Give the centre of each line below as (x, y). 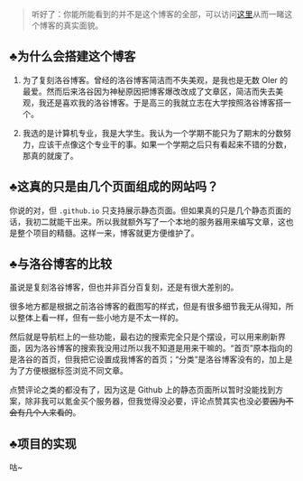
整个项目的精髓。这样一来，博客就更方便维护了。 (108, 233)
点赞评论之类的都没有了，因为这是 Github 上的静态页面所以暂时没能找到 (142, 390)
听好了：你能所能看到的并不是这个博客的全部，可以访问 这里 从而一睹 (158, 14)
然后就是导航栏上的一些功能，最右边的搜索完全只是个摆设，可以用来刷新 (143, 337)
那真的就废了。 (50, 155)
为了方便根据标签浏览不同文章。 (69, 371)
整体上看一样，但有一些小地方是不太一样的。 (100, 318)
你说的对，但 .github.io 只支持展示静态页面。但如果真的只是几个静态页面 (147, 210)
